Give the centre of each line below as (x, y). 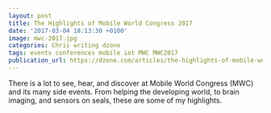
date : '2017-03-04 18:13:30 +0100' (68, 30)
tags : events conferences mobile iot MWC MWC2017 (94, 53)
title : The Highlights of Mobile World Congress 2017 (101, 23)
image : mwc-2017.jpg (43, 38)
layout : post (30, 16)
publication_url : (38, 61)
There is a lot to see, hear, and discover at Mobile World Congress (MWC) (131, 83)
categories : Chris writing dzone (65, 46)
